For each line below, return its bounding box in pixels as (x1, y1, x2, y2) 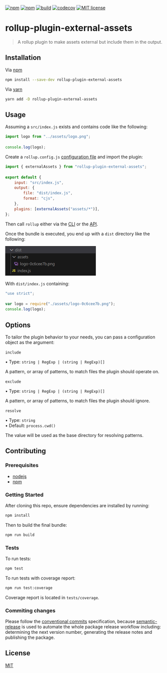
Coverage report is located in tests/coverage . (5, 594, 99, 600)
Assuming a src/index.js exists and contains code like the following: (5, 124, 148, 130)
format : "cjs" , (23, 196, 55, 201)
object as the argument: (5, 340, 55, 345)
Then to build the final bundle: (5, 522, 67, 528)
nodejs (12, 473, 27, 479)
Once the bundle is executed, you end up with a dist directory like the (5, 231, 150, 237)
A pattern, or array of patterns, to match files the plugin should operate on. (5, 369, 159, 374)
